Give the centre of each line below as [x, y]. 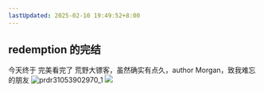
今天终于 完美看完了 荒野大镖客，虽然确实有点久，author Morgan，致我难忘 [132, 70]
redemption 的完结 [55, 50]
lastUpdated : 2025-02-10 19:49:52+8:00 [74, 15]
